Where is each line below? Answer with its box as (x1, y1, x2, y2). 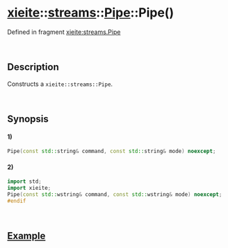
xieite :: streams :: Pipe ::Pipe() (7, 5, 174, 21)
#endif (7, 197, 26, 205)
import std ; (7, 178, 42, 185)
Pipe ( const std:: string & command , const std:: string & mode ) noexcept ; (7, 148, 216, 155)
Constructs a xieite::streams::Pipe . (7, 80, 113, 88)
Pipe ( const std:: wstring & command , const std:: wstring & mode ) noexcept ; (7, 191, 222, 198)
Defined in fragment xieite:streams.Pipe (7, 28, 121, 36)
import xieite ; (7, 185, 51, 192)
